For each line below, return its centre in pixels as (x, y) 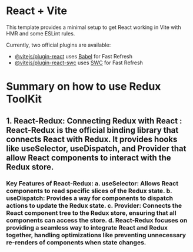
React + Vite (37, 11)
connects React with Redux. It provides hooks (92, 139)
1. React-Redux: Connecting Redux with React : (94, 121)
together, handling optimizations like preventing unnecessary (96, 235)
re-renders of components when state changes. (76, 243)
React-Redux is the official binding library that (92, 130)
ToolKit (24, 99)
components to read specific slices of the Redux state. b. (89, 191)
